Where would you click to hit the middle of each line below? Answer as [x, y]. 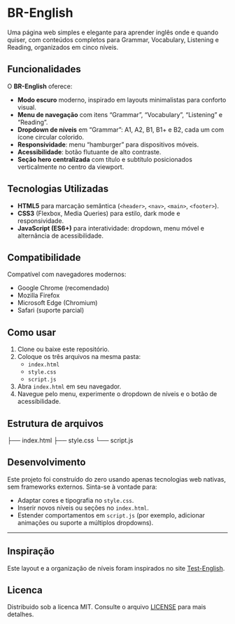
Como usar [32, 332]
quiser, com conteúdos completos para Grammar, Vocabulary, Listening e [113, 39]
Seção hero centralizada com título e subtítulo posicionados [105, 159]
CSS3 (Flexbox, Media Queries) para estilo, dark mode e [99, 213]
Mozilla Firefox [38, 295]
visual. [27, 107]
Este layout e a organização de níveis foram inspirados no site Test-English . [116, 568]
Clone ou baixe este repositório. [63, 349]
